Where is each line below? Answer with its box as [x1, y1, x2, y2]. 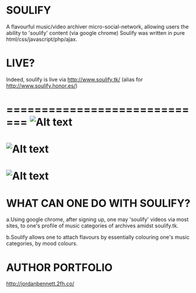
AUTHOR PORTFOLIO [6, 261, 113, 274]
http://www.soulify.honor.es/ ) [6, 82, 78, 89]
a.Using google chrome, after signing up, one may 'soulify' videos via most [6, 216, 189, 223]
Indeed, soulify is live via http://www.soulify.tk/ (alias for [6, 76, 143, 83]
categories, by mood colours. [6, 240, 78, 247]
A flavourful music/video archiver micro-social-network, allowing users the [6, 23, 189, 30]
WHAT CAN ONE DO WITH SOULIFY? [6, 196, 191, 210]
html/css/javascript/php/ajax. [6, 35, 78, 43]
